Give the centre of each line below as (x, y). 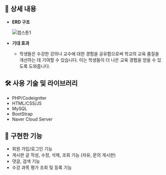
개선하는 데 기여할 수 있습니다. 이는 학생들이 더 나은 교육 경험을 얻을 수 (88, 60)
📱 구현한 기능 (24, 136)
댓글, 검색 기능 (26, 162)
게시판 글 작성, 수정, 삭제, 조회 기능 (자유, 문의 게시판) (64, 155)
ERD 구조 (21, 22)
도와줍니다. (39, 66)
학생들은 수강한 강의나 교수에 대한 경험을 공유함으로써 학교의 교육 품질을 (89, 53)
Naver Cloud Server (32, 119)
